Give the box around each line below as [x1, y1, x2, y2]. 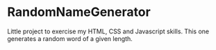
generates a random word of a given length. [7, 34, 133, 42]
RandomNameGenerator [7, 4, 151, 20]
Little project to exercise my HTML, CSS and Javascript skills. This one [7, 27, 210, 35]
